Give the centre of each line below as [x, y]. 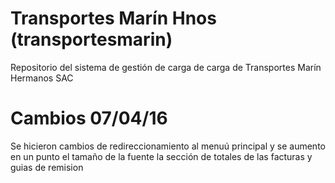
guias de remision [47, 167]
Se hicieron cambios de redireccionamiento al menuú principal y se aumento [168, 146]
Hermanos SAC [42, 78]
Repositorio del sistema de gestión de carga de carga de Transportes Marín [166, 67]
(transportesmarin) [91, 39]
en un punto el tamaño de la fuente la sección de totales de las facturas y [161, 156]
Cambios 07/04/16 [89, 118]
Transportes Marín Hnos [113, 18]
